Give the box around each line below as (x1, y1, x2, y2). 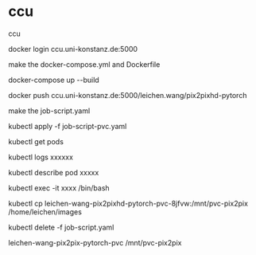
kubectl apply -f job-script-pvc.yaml (8, 121, 127, 131)
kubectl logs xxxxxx (8, 152, 74, 162)
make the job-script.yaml (8, 106, 91, 116)
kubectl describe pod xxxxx (8, 167, 99, 177)
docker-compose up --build (8, 75, 99, 84)
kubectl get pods (8, 136, 64, 146)
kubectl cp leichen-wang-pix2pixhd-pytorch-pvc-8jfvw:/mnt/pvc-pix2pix (8, 198, 249, 208)
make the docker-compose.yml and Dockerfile (8, 59, 161, 69)
